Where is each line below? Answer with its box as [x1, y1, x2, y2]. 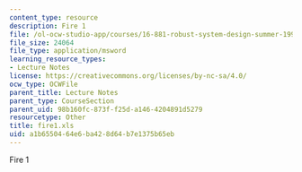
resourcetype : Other [9, 113, 87, 122]
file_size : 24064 [9, 38, 75, 47]
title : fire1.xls [9, 122, 75, 131]
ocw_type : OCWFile [9, 80, 78, 89]
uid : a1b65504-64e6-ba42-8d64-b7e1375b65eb [9, 130, 175, 139]
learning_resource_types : [9, 55, 106, 64]
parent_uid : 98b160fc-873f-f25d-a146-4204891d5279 [9, 105, 203, 114]
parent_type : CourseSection [9, 96, 115, 106]
